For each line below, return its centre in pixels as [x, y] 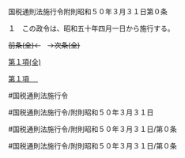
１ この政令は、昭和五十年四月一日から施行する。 [91, 28]
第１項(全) [25, 62]
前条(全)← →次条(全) [44, 45]
